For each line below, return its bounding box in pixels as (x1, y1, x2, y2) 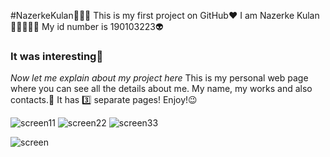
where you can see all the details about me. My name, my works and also (10, 83, 313, 95)
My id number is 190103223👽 (41, 21, 164, 32)
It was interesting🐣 (10, 49, 104, 63)
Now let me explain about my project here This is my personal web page (10, 72, 309, 84)
